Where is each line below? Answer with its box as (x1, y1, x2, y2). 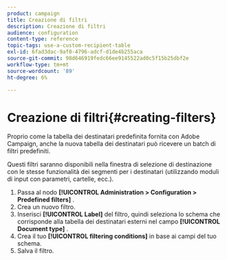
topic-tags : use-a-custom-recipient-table (7, 42, 131, 49)
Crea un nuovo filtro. (17, 203, 76, 211)
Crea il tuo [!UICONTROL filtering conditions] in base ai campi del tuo (17, 232, 217, 241)
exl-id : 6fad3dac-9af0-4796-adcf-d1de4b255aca (7, 49, 143, 56)
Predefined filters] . (17, 195, 75, 204)
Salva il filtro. (17, 247, 54, 255)
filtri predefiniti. (7, 147, 51, 155)
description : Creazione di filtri (7, 23, 107, 30)
